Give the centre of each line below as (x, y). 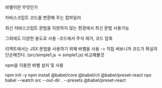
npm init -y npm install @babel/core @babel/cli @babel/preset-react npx (78, 75)
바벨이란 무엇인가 (22, 7)
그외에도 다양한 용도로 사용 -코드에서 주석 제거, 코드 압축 (59, 38)
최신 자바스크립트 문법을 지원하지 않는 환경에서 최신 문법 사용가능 (67, 28)
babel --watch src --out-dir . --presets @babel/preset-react (66, 80)
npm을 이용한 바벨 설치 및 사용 (34, 65)
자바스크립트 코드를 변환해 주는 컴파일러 (43, 18)
